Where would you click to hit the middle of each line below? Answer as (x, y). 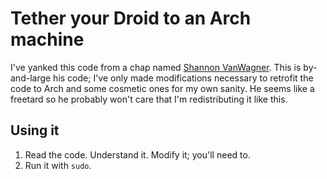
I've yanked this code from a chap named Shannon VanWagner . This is (156, 67)
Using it (35, 130)
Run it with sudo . (58, 165)
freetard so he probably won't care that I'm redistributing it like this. (149, 99)
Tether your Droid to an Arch (131, 18)
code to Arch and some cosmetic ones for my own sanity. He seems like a (162, 88)
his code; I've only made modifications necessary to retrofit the (183, 78)
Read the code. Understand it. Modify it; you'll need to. (137, 154)
